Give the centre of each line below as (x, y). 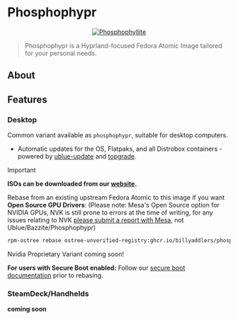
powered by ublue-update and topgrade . (77, 156)
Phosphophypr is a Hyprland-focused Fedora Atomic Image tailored (124, 45)
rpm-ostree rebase (34, 241)
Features (27, 99)
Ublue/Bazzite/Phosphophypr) (52, 228)
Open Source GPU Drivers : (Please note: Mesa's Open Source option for (113, 205)
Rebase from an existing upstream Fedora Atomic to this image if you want (116, 198)
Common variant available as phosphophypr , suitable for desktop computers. (118, 135)
